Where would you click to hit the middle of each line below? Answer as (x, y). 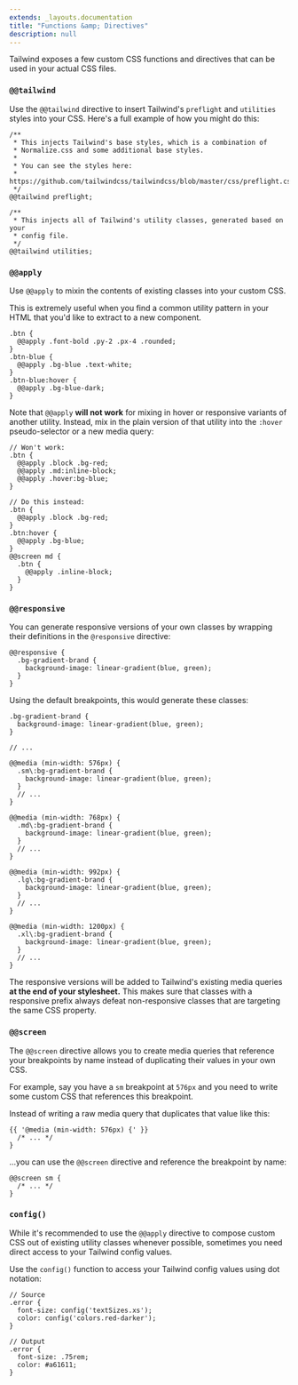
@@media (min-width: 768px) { (65, 818)
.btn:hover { (33, 533)
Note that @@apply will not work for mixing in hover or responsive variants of (148, 412)
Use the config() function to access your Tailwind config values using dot (145, 1269)
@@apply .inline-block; (69, 572)
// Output (27, 1341)
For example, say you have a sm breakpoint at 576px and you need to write (144, 1086)
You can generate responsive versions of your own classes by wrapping (141, 627)
